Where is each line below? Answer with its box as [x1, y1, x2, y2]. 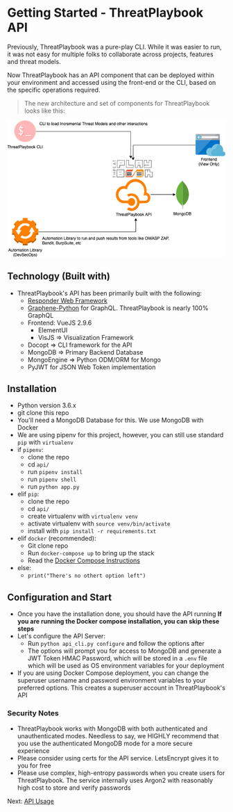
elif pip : [17, 490, 40, 498]
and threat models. [7, 57, 61, 65]
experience [17, 746, 50, 755]
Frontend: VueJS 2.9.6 [27, 318, 92, 327]
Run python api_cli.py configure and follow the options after [27, 640, 205, 648]
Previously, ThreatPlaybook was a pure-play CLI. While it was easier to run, [7, 42, 222, 51]
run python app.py [27, 482, 80, 491]
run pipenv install [27, 468, 83, 476]
